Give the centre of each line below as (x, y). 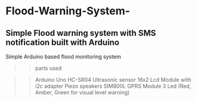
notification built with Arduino (63, 42)
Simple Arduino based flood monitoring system (64, 57)
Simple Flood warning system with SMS (81, 33)
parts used (48, 68)
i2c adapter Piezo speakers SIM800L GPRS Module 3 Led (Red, (113, 86)
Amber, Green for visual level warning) (82, 92)
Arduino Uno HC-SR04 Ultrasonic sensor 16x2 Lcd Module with (113, 80)
